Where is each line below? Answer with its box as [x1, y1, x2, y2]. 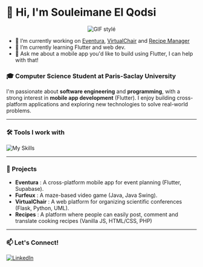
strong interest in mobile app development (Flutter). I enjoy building [6, 94, 176, 101]
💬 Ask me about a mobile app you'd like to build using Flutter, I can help [14, 50, 193, 57]
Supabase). [14, 185, 44, 192]
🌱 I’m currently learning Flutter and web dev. [14, 43, 126, 51]
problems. [6, 107, 31, 114]
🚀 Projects [6, 165, 37, 173]
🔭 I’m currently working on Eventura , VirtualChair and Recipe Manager [14, 37, 190, 44]
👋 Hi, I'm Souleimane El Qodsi [6, 5, 156, 19]
